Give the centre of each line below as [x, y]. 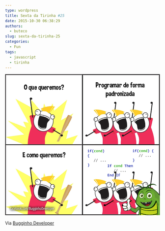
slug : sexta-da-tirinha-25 [33, 36]
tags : [11, 52]
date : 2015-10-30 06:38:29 [33, 21]
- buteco [18, 31]
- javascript [23, 57]
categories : [17, 42]
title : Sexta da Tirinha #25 [35, 16]
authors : [14, 26]
